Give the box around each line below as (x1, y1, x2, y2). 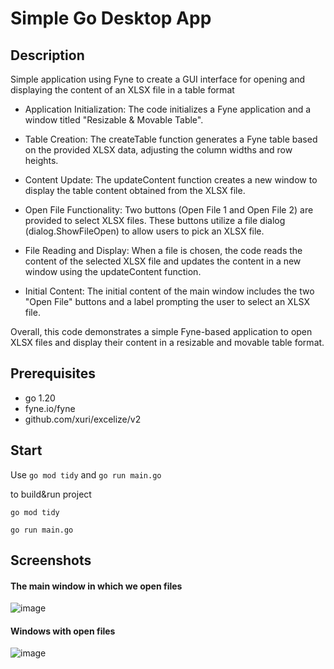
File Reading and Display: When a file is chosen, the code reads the (24, 245, 303, 256)
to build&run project (10, 488, 92, 500)
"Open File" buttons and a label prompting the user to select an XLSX (24, 296, 310, 307)
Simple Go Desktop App (10, 7, 212, 30)
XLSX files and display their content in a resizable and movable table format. (10, 337, 325, 348)
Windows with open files (10, 625, 116, 637)
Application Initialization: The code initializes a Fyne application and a (24, 103, 312, 115)
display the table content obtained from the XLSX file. (24, 185, 246, 196)
